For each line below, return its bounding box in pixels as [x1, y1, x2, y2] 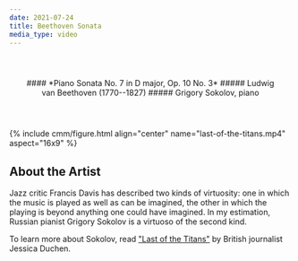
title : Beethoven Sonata [9, 22, 102, 30]
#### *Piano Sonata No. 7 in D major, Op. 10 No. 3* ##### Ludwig [26, 78, 275, 89]
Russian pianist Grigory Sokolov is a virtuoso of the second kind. [9, 216, 248, 227]
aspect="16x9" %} [9, 138, 78, 149]
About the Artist [9, 163, 101, 179]
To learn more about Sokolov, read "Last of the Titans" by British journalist [9, 234, 284, 245]
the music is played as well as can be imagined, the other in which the [9, 197, 268, 208]
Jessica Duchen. [9, 243, 72, 254]
